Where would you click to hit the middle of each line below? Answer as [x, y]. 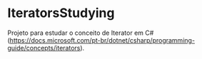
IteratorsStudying [61, 13]
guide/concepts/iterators [44, 48]
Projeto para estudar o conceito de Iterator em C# [81, 33]
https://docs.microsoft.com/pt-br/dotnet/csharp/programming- [102, 40]
